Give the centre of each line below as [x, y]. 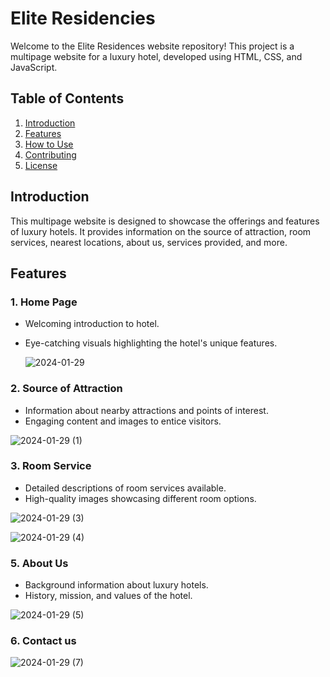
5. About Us [39, 563]
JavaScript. [34, 67]
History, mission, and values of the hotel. [108, 596]
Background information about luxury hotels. [116, 585]
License [41, 165]
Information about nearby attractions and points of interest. [146, 410]
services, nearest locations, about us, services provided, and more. [149, 242]
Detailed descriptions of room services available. [125, 488]
